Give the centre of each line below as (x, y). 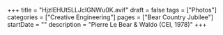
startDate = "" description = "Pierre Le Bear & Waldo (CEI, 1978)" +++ (107, 24)
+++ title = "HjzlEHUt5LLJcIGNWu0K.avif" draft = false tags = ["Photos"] (112, 10)
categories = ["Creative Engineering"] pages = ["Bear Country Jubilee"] (110, 17)
